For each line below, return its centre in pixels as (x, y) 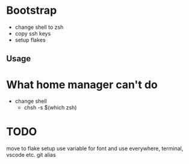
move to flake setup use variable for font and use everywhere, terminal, (95, 148)
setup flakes (30, 40)
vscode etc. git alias (31, 155)
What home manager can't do (82, 84)
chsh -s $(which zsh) (50, 108)
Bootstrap (32, 11)
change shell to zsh (39, 27)
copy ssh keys (33, 33)
